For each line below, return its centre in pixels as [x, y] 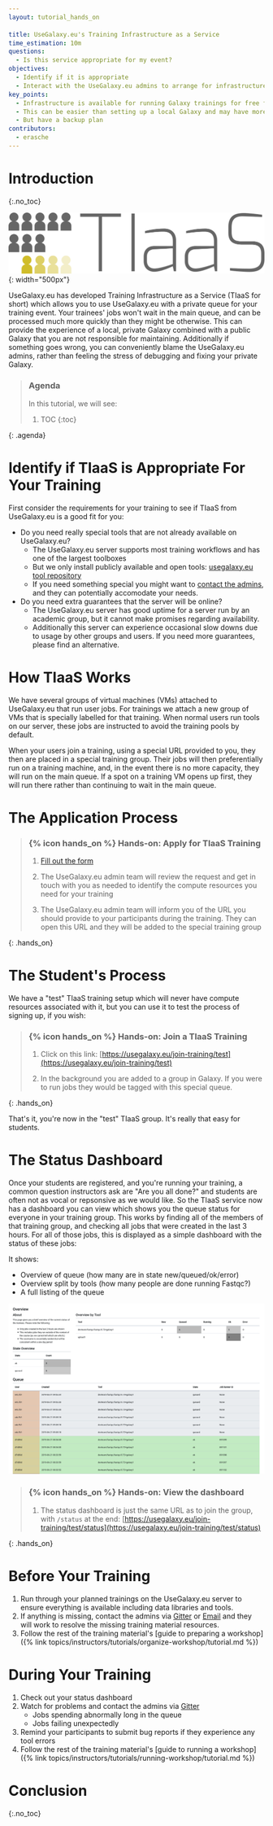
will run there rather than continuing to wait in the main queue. [113, 784]
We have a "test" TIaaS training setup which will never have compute [124, 998]
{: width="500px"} [39, 280]
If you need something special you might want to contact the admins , [148, 584]
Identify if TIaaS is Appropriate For [127, 467]
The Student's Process [87, 976]
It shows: [24, 1259]
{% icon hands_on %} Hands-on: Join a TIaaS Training [138, 1036]
